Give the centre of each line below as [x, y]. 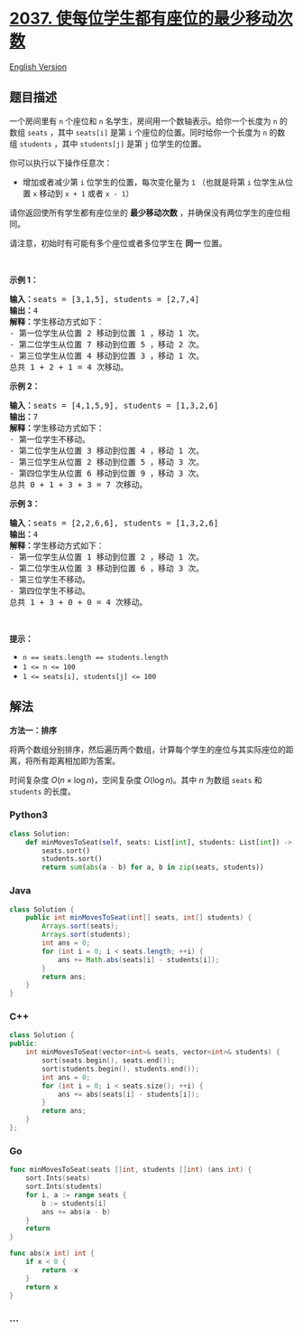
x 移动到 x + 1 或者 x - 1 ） [83, 193]
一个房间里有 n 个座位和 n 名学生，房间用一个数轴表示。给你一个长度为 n [143, 121]
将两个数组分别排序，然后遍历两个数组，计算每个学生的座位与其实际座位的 [147, 749]
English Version [38, 66]
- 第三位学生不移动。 [50, 579]
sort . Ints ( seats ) [58, 1178]
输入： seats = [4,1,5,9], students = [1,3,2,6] [114, 405]
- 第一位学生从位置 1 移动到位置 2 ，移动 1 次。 [107, 557]
